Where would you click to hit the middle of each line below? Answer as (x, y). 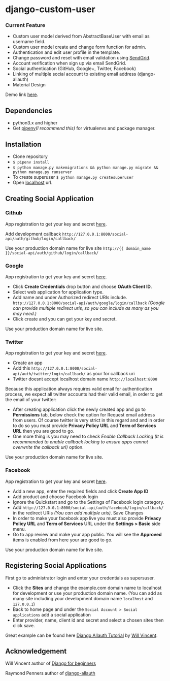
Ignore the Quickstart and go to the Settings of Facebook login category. (88, 502)
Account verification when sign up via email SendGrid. (69, 63)
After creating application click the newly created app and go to (79, 409)
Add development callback (33, 234)
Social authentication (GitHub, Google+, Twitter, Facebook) (74, 69)
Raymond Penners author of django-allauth (50, 673)
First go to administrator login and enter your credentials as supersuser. (80, 578)
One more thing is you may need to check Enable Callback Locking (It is (88, 436)
